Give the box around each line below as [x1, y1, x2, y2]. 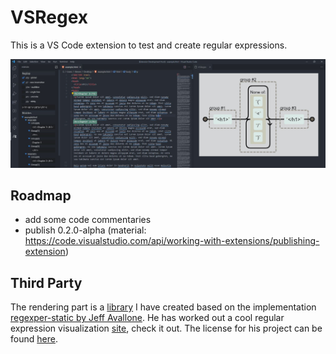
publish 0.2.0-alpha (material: [24, 224, 147, 236]
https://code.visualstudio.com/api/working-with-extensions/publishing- [24, 235, 320, 247]
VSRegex [10, 6, 89, 29]
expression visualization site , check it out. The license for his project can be [10, 322, 323, 335]
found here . [10, 333, 58, 345]
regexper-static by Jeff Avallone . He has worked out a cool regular [10, 312, 285, 324]
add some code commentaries [24, 214, 152, 226]
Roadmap [10, 187, 72, 205]
